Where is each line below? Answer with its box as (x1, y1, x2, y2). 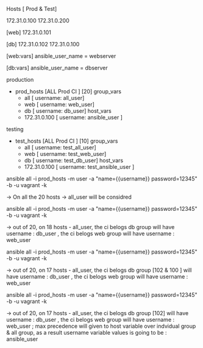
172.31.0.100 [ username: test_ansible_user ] (24, 163, 135, 170)
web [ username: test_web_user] (24, 151, 107, 157)
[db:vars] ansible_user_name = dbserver (6, 64, 108, 71)
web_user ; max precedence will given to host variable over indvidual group (6, 322, 196, 330)
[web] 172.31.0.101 (6, 29, 52, 36)
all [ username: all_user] (24, 94, 85, 101)
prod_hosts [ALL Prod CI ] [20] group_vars (15, 88, 122, 95)
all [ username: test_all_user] (24, 144, 96, 151)
